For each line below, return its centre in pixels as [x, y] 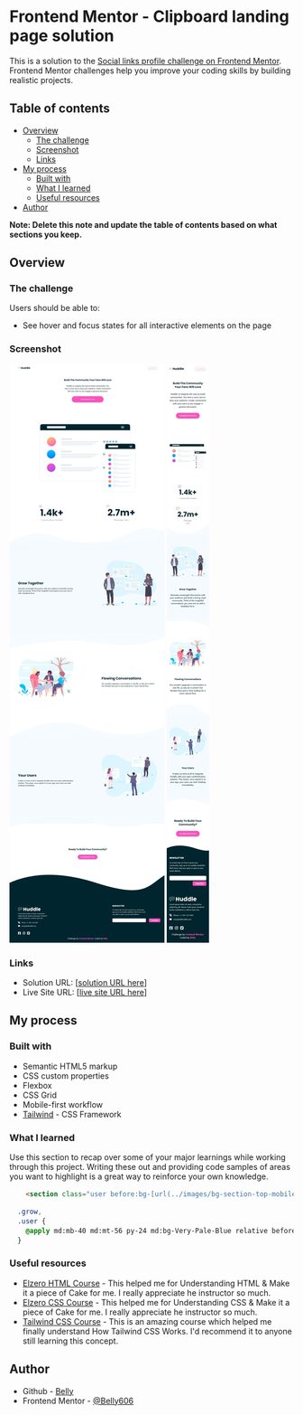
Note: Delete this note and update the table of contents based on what [143, 224]
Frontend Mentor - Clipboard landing [150, 17]
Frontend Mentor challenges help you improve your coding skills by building [150, 71]
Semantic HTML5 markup [70, 1066]
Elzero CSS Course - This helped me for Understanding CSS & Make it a [156, 1302]
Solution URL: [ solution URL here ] [84, 983]
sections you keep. [46, 234]
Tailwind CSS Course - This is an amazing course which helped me [147, 1321]
